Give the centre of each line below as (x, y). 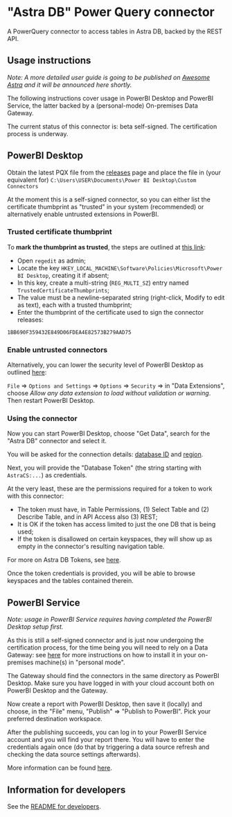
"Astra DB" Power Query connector (111, 12)
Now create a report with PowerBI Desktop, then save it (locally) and (105, 704)
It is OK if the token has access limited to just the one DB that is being (116, 525)
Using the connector (42, 419)
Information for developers (66, 790)
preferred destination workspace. (55, 719)
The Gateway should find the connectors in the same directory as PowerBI (113, 676)
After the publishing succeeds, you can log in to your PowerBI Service (107, 732)
